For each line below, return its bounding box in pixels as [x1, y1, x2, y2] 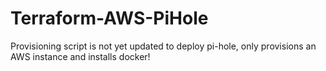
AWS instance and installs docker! [10, 50, 151, 62]
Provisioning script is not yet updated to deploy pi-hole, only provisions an [10, 40, 317, 52]
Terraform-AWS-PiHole [10, 7, 209, 30]
